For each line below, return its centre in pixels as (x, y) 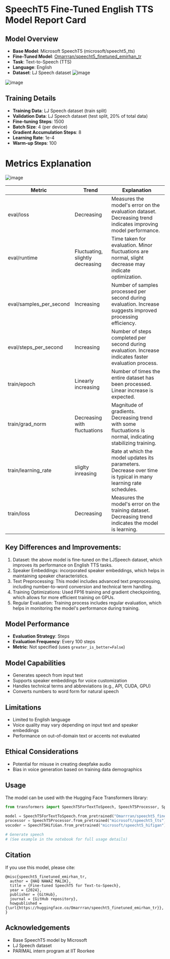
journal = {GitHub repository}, (44, 899)
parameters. (126, 464)
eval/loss (18, 214)
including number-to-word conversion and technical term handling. (82, 586)
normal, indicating (133, 437)
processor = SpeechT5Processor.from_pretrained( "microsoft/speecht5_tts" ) (86, 821)
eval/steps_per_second (35, 347)
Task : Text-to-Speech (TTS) (42, 62)
